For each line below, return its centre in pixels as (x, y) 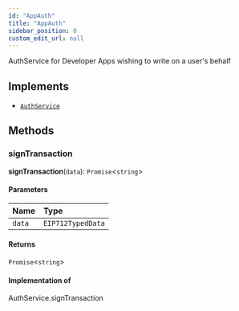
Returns (22, 244)
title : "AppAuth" (37, 23)
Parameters (28, 190)
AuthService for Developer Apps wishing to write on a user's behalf (119, 61)
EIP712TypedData (74, 223)
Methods (31, 131)
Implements (39, 86)
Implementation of (40, 280)
